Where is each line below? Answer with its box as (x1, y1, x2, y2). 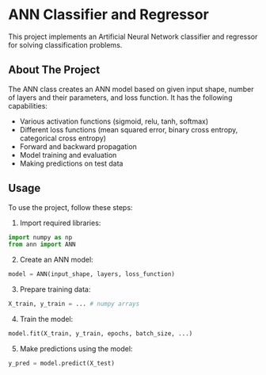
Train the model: (19, 315, 74, 324)
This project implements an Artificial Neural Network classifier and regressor (8, 32, 258, 41)
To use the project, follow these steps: (8, 202, 133, 212)
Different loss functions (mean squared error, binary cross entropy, (19, 124, 238, 134)
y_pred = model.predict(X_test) (8, 359, 115, 367)
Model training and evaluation (19, 150, 117, 159)
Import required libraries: (19, 218, 101, 228)
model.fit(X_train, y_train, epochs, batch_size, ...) (8, 330, 193, 338)
